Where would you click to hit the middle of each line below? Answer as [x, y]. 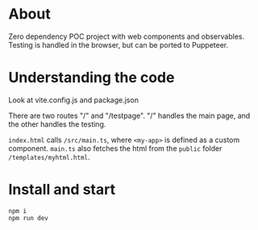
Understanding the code [92, 78]
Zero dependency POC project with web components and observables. [126, 36]
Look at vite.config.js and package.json [74, 100]
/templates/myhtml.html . [49, 157]
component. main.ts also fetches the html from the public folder [115, 148]
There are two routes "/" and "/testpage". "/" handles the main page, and [129, 115]
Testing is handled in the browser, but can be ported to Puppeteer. [119, 44]
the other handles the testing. [57, 124]
